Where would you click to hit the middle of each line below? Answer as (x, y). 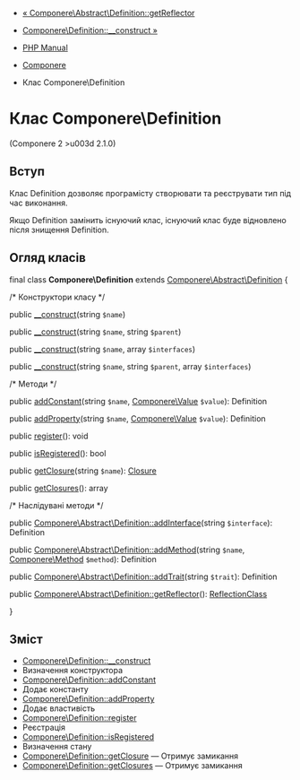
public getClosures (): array (59, 488)
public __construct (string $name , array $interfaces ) (103, 349)
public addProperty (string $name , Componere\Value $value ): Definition (137, 418)
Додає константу (56, 689)
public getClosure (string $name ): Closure (83, 471)
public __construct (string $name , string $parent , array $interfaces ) (130, 366)
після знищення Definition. (59, 230)
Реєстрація (43, 728)
